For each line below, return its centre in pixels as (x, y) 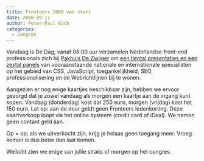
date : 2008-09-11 (28, 18)
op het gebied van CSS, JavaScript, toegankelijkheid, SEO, (80, 71)
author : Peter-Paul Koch (38, 23)
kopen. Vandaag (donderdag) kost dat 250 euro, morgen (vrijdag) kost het (99, 102)
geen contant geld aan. (35, 122)
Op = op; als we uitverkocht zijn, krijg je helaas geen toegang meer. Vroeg (99, 134)
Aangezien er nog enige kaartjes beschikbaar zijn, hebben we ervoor (93, 89)
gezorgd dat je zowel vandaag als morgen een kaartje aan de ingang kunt (98, 96)
